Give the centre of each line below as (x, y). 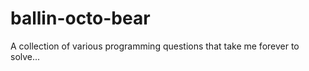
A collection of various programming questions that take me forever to (155, 46)
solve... (25, 56)
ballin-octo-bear (80, 18)
